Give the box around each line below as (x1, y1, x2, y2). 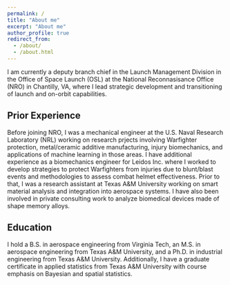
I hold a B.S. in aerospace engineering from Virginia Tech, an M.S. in (7, 240, 201, 248)
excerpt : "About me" (7, 23, 67, 30)
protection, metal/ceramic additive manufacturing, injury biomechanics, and (7, 142, 223, 151)
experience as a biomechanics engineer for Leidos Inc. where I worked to (7, 157, 216, 166)
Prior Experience (7, 110, 81, 122)
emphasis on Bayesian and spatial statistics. (7, 269, 133, 277)
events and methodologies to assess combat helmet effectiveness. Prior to (7, 172, 220, 181)
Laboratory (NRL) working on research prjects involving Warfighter (7, 136, 198, 144)
